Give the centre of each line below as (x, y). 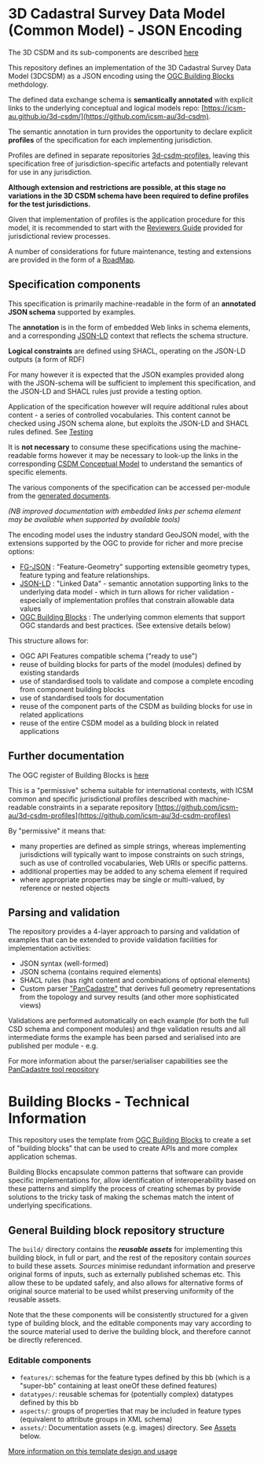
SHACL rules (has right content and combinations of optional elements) (135, 980)
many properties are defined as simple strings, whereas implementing (132, 846)
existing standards (49, 672)
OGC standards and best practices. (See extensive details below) (125, 625)
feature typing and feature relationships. (84, 575)
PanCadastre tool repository (54, 1070)
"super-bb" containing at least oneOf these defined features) (118, 1386)
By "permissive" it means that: (57, 831)
